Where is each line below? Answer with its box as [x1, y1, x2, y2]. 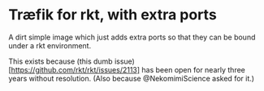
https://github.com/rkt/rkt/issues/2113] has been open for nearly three [11, 64, 246, 74]
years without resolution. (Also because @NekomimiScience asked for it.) [8, 73, 254, 83]
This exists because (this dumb [8, 56, 113, 66]
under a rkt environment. [8, 40, 92, 50]
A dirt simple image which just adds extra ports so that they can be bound [8, 32, 256, 42]
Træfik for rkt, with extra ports [8, 6, 217, 24]
